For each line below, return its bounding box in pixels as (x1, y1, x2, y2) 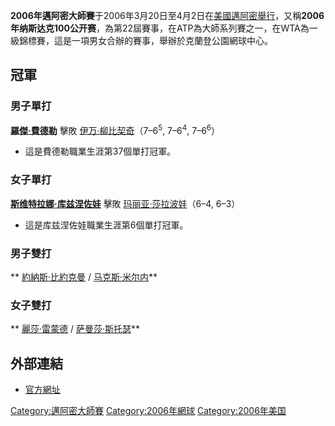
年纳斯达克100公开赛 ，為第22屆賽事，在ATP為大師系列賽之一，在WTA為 (10, 22, 310, 34)
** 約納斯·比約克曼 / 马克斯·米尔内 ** (10, 270, 158, 283)
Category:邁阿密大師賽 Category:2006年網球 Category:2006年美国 (10, 405, 287, 417)
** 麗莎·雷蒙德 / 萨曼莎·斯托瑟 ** (10, 323, 141, 335)
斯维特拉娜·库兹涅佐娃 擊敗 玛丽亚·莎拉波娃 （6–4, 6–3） (10, 197, 241, 209)
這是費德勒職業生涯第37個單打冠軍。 (24, 145, 177, 158)
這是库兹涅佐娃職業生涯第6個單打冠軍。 (24, 219, 189, 231)
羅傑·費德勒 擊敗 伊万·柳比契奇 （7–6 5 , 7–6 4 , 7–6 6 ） (10, 122, 221, 136)
